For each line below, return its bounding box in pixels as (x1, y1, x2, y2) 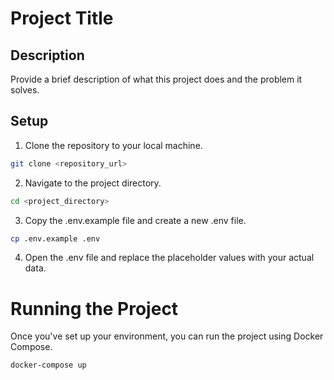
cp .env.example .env (10, 233, 101, 244)
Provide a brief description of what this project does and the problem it (10, 73, 303, 85)
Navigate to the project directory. (24, 177, 162, 189)
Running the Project (10, 297, 179, 320)
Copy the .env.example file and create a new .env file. (24, 214, 247, 226)
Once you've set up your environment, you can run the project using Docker (10, 330, 324, 342)
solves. (10, 84, 40, 96)
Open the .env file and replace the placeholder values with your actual (24, 252, 315, 264)
